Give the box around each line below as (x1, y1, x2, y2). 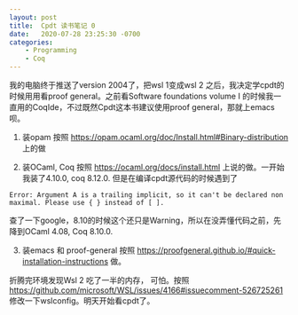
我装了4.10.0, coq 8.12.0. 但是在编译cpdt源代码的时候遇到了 (21, 173, 238, 183)
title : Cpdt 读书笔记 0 (9, 21, 96, 30)
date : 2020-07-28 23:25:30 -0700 (9, 29, 141, 38)
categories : (9, 37, 53, 47)
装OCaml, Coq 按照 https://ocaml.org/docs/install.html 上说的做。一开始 (21, 161, 286, 172)
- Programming (25, 46, 77, 55)
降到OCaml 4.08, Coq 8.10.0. (9, 226, 114, 236)
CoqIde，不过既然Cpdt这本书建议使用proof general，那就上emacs (32, 102, 275, 112)
